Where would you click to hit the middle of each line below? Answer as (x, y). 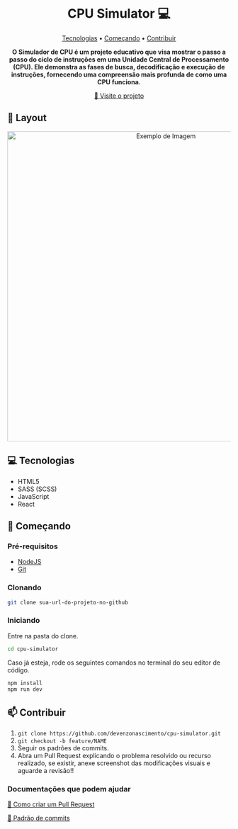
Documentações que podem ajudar (69, 789)
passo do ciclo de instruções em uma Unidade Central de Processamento (119, 59)
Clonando (24, 587)
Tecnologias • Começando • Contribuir (119, 38)
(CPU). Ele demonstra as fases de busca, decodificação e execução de (119, 67)
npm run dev (25, 689)
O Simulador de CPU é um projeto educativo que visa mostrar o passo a (119, 52)
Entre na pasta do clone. (43, 636)
